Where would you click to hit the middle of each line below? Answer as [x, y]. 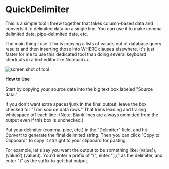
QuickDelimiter [37, 9]
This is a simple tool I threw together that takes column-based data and [79, 23]
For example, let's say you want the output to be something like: [72, 150]
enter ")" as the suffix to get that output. [47, 161]
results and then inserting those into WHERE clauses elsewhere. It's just [80, 49]
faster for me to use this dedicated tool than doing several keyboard [76, 54]
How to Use [18, 79]
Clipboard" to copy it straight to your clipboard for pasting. [66, 140]
